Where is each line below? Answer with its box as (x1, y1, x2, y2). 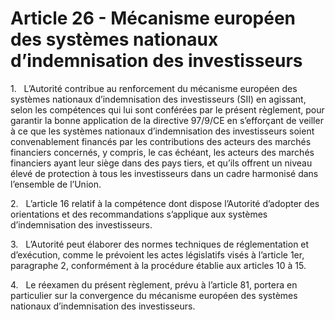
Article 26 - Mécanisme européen (10, 7, 297, 30)
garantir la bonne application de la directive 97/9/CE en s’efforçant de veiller (10, 114, 324, 126)
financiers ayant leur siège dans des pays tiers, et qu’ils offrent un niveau (10, 157, 313, 169)
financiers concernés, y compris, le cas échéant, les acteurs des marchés (10, 146, 315, 158)
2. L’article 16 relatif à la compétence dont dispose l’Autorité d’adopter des (10, 197, 320, 209)
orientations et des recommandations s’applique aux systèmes (10, 208, 268, 220)
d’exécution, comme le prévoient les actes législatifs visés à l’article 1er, (10, 248, 305, 261)
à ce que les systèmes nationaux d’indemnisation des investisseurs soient (10, 125, 315, 137)
